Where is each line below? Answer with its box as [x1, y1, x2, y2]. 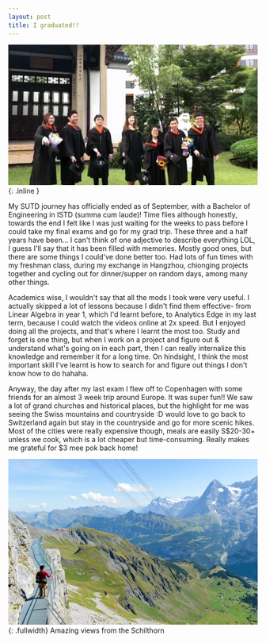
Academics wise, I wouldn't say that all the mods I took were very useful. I [8, 293, 249, 302]
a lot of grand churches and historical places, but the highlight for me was [8, 401, 249, 410]
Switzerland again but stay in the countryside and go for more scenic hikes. [8, 418, 255, 427]
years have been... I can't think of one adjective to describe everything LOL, [8, 235, 256, 244]
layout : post [8, 13, 51, 21]
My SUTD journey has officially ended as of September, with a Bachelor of [8, 202, 251, 210]
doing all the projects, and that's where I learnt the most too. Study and [8, 326, 240, 336]
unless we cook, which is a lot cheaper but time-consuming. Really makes [8, 435, 249, 444]
